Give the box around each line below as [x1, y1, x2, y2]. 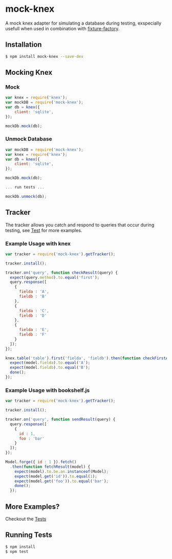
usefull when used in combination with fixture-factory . [5, 25, 120, 31]
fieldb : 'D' [18, 313, 47, 318]
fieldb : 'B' [18, 294, 47, 299]
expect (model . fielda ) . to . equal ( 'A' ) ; [10, 360, 91, 365]
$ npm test [5, 549, 29, 554]
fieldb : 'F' [18, 332, 47, 337]
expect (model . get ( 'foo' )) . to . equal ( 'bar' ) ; [14, 479, 109, 484]
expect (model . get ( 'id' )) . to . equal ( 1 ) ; [14, 473, 97, 479]
